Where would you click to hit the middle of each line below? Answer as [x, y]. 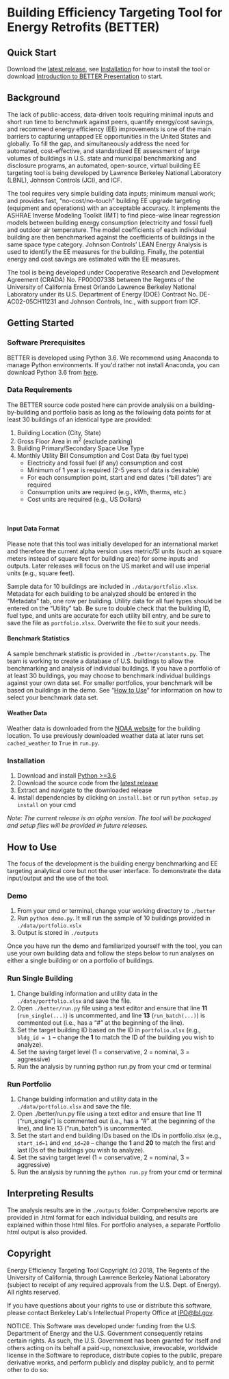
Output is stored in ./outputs [58, 933]
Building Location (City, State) [59, 432]
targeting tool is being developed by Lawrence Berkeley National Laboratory [114, 172]
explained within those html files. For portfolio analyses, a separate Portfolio [114, 1225]
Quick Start [32, 53]
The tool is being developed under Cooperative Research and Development [113, 272]
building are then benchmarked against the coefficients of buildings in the [111, 237]
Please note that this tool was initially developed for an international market [113, 544]
